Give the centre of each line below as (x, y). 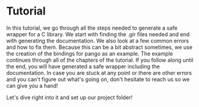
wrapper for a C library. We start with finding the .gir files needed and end (98, 34)
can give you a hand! (32, 85)
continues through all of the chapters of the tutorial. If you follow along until (100, 60)
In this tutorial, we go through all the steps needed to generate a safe (92, 28)
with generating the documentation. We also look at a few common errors (98, 41)
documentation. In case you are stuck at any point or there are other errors (99, 73)
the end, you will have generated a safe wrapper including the (83, 66)
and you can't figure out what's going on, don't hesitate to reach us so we (98, 79)
